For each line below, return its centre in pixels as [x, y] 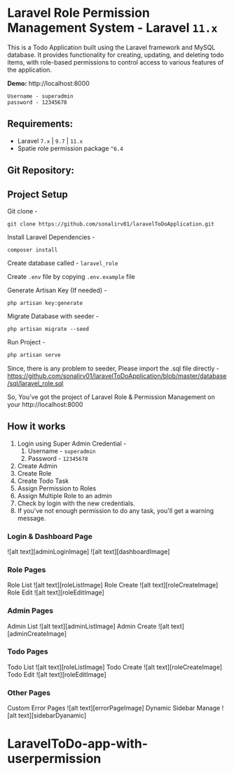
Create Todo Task [43, 481]
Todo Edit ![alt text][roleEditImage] [57, 674]
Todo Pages [28, 651]
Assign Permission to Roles [57, 488]
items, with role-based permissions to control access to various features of [116, 62]
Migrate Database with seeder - [53, 316]
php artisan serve [34, 355]
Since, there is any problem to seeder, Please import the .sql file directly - [113, 368]
